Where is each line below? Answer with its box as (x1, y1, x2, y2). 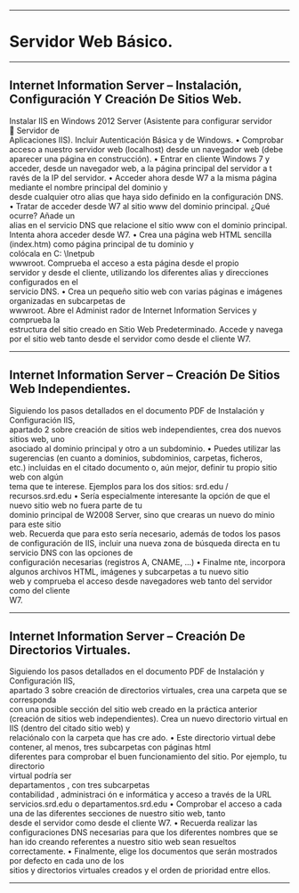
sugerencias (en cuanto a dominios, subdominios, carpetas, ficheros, (9, 452, 263, 463)
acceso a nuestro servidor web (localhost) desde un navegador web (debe (9, 143, 283, 154)
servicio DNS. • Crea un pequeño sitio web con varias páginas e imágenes (9, 286, 283, 297)
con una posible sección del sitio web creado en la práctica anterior (9, 704, 258, 715)
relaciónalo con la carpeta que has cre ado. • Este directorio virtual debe (9, 733, 276, 743)
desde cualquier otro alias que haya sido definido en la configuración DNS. (9, 191, 284, 201)
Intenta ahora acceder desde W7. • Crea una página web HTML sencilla (9, 229, 272, 240)
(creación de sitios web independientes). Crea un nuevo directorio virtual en (9, 714, 288, 725)
